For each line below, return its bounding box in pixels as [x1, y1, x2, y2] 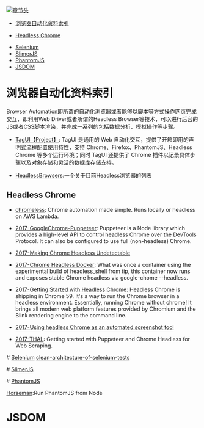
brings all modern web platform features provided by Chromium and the [15, 305, 197, 313]
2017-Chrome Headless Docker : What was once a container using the [15, 261, 191, 268]
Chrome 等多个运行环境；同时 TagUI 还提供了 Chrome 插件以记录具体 [15, 151, 191, 158]
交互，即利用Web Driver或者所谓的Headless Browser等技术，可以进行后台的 [6, 115, 199, 122]
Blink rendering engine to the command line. [15, 311, 127, 319]
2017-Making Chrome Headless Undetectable [15, 249, 130, 256]
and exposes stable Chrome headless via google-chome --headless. [15, 274, 188, 281]
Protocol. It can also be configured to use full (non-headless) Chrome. [15, 237, 192, 244]
